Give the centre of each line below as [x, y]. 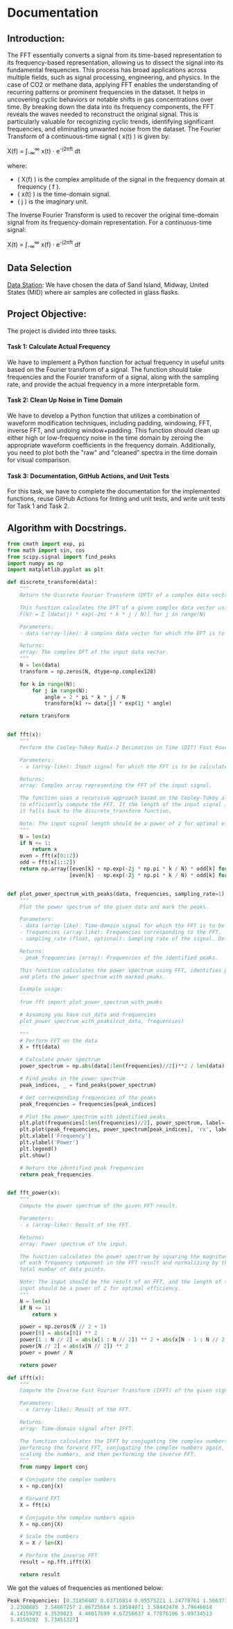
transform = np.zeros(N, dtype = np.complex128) [88, 671]
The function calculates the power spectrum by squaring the [110, 1256]
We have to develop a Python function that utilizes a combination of [104, 416]
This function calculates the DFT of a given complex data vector [118, 607]
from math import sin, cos [46, 550]
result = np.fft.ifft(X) [55, 1562]
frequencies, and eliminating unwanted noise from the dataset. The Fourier [114, 129]
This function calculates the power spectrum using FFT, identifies [121, 970]
